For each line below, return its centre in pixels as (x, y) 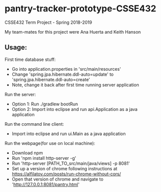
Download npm (27, 153)
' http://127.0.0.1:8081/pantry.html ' (46, 184)
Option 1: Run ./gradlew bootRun (45, 104)
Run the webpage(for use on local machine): (50, 143)
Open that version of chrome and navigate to (57, 179)
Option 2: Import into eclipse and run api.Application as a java (75, 109)
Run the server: (20, 94)
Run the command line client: (34, 124)
